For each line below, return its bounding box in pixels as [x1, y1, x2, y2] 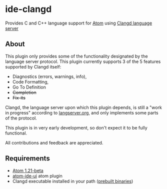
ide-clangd [5, 3, 52, 15]
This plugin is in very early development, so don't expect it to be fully [5, 124, 147, 130]
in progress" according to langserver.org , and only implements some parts [5, 109, 158, 115]
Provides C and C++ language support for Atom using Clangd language [5, 20, 152, 26]
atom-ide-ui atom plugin [12, 172, 62, 178]
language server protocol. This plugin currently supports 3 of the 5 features [5, 58, 161, 64]
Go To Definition [12, 84, 46, 90]
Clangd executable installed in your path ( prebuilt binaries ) [12, 178, 133, 184]
